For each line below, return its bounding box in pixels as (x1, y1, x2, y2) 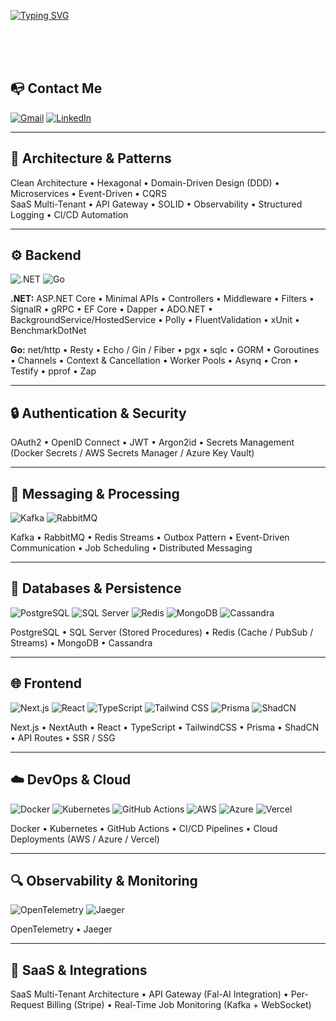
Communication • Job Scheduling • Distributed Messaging (10, 542, 253, 554)
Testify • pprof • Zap (10, 365, 97, 377)
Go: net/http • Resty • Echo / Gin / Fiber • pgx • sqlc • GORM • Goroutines (10, 344, 320, 356)
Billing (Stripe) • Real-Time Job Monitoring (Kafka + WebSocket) (46, 999, 312, 1011)
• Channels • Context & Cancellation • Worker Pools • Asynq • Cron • (10, 355, 299, 367)
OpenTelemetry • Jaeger (10, 923, 113, 935)
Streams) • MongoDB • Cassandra (10, 636, 153, 649)
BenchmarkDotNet (10, 325, 87, 337)
